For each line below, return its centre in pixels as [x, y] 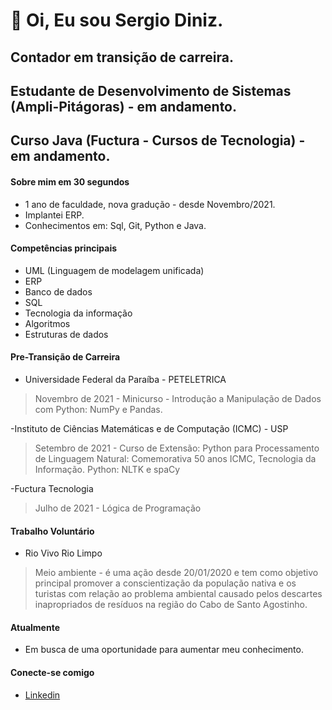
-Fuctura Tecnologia [52, 488]
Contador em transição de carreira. [122, 57]
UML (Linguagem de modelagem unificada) [114, 270]
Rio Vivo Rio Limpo [63, 553]
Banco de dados [58, 291]
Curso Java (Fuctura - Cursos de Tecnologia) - [158, 140]
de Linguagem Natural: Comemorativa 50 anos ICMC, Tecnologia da [175, 458]
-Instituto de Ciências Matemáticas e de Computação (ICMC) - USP [149, 428]
